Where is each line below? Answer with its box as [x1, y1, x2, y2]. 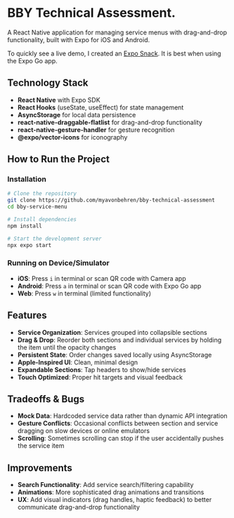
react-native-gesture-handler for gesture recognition [17, 125, 175, 134]
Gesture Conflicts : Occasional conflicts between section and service [17, 419, 219, 427]
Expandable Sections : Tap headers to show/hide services [17, 365, 186, 373]
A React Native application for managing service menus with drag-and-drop [7, 28, 227, 36]
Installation [7, 174, 47, 184]
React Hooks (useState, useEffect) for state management [17, 103, 184, 112]
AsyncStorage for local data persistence [17, 110, 136, 119]
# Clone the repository [7, 190, 77, 197]
